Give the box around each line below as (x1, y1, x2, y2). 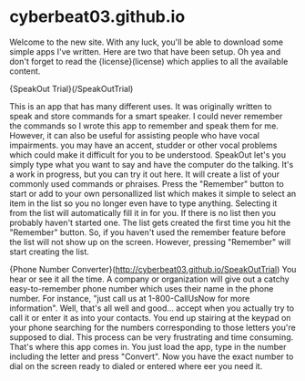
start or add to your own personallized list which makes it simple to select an (9, 188, 297, 199)
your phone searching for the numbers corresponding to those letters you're (9, 322, 296, 333)
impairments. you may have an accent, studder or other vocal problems (9, 139, 278, 150)
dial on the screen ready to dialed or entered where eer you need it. (9, 360, 263, 371)
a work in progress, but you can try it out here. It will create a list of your (9, 169, 280, 180)
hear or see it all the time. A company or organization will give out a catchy (9, 273, 290, 284)
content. (9, 66, 41, 77)
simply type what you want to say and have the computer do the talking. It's (9, 159, 294, 170)
